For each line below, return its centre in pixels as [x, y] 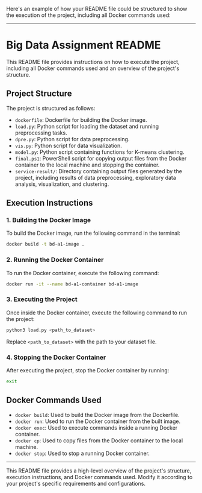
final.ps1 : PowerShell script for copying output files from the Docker [101, 158]
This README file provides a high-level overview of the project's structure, [99, 471]
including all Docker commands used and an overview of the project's [93, 68]
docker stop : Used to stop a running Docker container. [82, 453]
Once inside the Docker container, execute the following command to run [97, 313]
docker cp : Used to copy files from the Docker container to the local [99, 441]
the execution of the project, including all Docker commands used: [89, 15]
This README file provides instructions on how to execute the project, [93, 62]
